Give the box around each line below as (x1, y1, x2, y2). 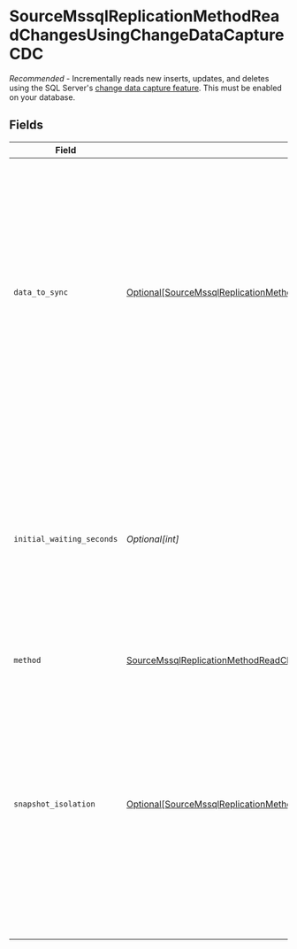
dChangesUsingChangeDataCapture (9, 25, 285, 45)
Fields (9, 118, 44, 133)
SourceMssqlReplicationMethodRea (9, 6, 280, 27)
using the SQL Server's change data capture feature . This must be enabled (9, 82, 283, 93)
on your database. (9, 91, 76, 103)
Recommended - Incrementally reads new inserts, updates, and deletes (9, 73, 270, 83)
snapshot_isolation (13, 799, 95, 809)
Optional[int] (126, 533, 179, 545)
